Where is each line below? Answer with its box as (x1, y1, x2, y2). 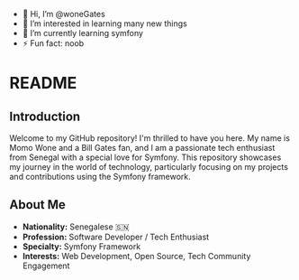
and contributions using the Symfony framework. (9, 172, 191, 182)
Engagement (22, 260, 70, 271)
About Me (9, 197, 66, 212)
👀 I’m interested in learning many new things (22, 18, 187, 29)
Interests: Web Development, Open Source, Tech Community (22, 250, 251, 261)
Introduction (9, 108, 81, 124)
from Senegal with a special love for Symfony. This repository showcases (9, 152, 282, 163)
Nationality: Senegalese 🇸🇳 (22, 221, 130, 232)
